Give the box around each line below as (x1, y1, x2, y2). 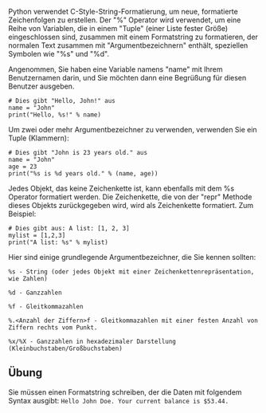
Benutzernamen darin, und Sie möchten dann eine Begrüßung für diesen (8, 73, 247, 82)
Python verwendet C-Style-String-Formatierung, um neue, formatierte (8, 7, 239, 16)
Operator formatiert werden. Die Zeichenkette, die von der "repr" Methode (8, 192, 252, 202)
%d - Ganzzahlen (8, 289, 62, 297)
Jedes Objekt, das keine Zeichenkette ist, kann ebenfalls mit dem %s (8, 183, 235, 193)
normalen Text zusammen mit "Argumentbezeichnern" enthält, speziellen (8, 41, 248, 50)
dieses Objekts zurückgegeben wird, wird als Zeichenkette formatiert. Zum (8, 201, 254, 210)
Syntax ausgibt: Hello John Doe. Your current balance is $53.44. (8, 395, 229, 405)
